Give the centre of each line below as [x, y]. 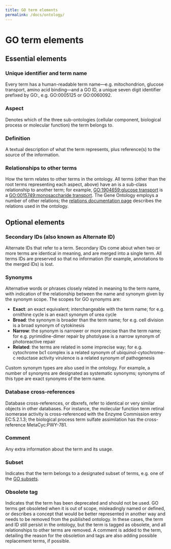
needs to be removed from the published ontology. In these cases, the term [84, 519]
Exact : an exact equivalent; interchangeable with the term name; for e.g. [88, 309]
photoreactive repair [34, 342]
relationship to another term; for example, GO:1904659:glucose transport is [84, 190]
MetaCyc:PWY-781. [47, 425]
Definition [18, 138]
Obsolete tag [22, 492]
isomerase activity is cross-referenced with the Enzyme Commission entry [83, 414]
